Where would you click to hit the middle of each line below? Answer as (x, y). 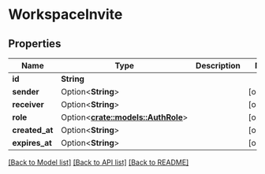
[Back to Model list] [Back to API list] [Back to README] (99, 162)
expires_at (32, 143)
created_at (33, 130)
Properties (35, 44)
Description (218, 66)
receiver (28, 104)
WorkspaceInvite (65, 15)
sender (26, 92)
